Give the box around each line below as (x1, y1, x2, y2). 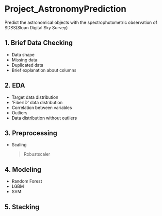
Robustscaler (23, 151, 50, 157)
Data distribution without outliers (11, 115, 77, 121)
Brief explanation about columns (11, 67, 77, 73)
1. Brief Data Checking (4, 39, 73, 47)
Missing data (11, 57, 37, 63)
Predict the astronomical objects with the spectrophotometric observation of (4, 19, 158, 25)
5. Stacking (4, 203, 40, 211)
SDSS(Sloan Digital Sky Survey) (4, 24, 68, 30)
